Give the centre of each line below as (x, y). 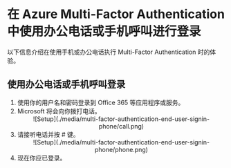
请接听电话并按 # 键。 (48, 134)
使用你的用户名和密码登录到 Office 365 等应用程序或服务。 (101, 102)
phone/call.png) (121, 126)
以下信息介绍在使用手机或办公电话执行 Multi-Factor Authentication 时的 (109, 52)
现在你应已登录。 (41, 158)
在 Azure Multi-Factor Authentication (116, 14)
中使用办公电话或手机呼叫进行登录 (104, 31)
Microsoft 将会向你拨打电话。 (59, 111)
